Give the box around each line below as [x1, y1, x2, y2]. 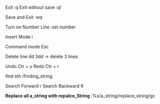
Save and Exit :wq [5, 14, 43, 20]
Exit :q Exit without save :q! [5, 5, 62, 10]
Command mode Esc [5, 44, 49, 50]
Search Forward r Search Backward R [5, 83, 84, 89]
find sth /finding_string [5, 73, 53, 79]
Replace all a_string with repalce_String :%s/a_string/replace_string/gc [5, 93, 155, 98]
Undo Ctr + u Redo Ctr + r [5, 63, 59, 69]
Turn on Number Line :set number [5, 24, 76, 30]
